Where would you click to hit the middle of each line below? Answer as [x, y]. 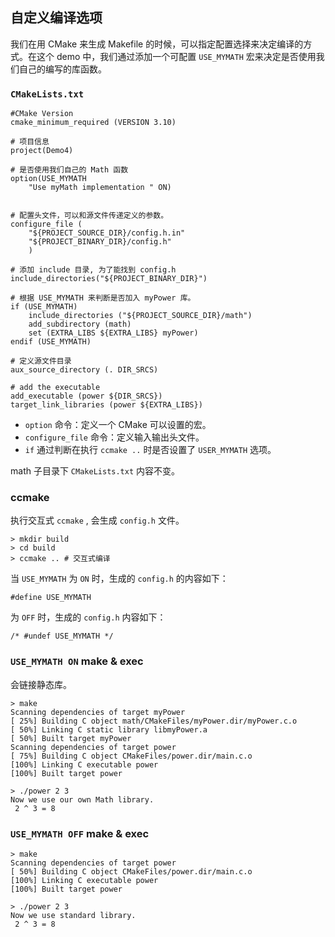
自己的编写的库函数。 [62, 69]
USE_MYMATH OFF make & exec [80, 833]
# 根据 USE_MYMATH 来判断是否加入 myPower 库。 [103, 298]
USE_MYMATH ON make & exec [77, 661]
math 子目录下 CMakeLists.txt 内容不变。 [95, 471]
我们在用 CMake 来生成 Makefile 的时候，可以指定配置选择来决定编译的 [157, 44]
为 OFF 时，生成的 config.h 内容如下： [88, 617]
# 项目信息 [30, 142]
